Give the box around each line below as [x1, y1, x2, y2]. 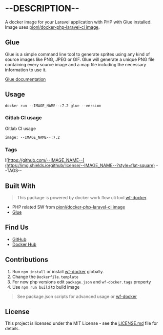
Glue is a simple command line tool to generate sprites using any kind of [5, 51, 150, 57]
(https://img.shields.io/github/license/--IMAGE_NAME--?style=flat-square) [5, 163, 155, 168]
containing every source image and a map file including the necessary [5, 61, 146, 67]
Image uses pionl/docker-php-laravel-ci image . [5, 24, 100, 30]
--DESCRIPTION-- [5, 3, 80, 14]
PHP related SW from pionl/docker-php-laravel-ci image [12, 204, 125, 210]
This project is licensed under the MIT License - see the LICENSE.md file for [5, 320, 158, 326]
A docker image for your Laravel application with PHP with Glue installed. [5, 19, 152, 25]
